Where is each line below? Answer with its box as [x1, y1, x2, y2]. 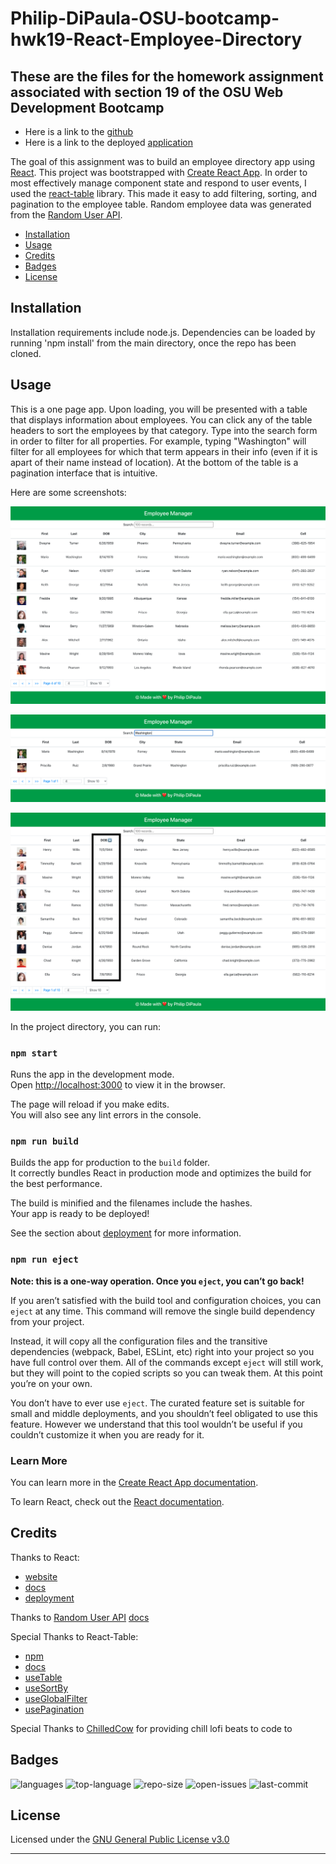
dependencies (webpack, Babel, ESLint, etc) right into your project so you [10, 1345, 315, 1357]
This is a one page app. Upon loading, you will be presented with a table [10, 403, 308, 415]
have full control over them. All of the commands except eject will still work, [10, 1356, 324, 1368]
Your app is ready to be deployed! [10, 1208, 150, 1220]
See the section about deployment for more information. [10, 1227, 242, 1239]
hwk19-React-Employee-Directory [10, 28, 303, 51]
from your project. [10, 1315, 85, 1327]
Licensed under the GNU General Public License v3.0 [10, 1833, 230, 1846]
